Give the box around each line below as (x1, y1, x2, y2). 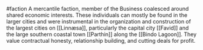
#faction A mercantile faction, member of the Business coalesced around (6, 5, 189, 12)
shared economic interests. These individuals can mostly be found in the (6, 11, 188, 19)
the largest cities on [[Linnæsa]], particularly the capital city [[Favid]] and (6, 24, 189, 31)
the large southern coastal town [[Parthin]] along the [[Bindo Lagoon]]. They (6, 31, 197, 38)
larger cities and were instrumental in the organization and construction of (6, 18, 191, 25)
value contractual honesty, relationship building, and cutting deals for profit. (6, 37, 196, 44)
